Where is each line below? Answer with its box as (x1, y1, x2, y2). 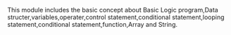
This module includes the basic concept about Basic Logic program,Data (7, 6, 218, 14)
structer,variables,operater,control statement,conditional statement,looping (7, 13, 225, 21)
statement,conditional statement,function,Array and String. (7, 21, 178, 28)
